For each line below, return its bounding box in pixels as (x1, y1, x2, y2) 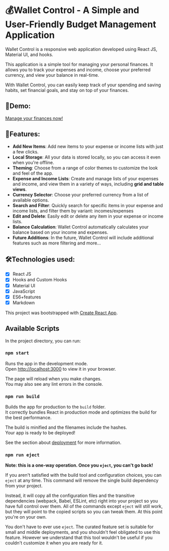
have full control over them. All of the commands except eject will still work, (5, 504, 163, 510)
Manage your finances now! (5, 115, 63, 121)
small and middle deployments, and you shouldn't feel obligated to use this (5, 529, 160, 535)
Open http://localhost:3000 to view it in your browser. (5, 366, 117, 372)
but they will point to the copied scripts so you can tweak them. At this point (5, 509, 162, 515)
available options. (12, 197, 49, 203)
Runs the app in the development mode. (5, 360, 88, 367)
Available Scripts (5, 324, 59, 333)
